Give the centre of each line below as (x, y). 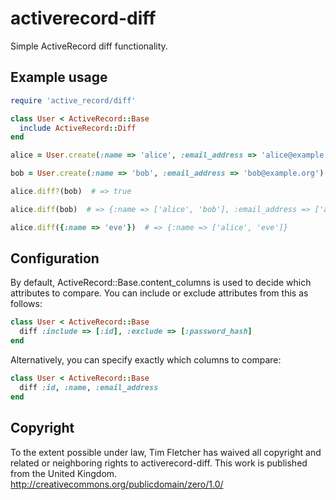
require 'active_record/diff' (73, 100)
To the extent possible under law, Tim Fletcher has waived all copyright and (166, 452)
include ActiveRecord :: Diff (78, 128)
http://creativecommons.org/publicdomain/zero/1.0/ (117, 484)
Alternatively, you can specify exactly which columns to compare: (146, 360)
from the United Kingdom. (64, 473)
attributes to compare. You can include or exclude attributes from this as (159, 293)
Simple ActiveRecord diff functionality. (89, 46)
